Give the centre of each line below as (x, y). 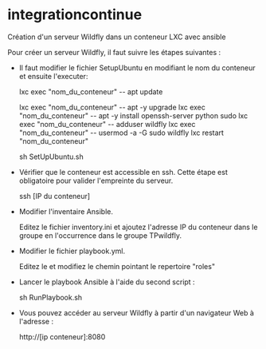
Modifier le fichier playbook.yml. (72, 251)
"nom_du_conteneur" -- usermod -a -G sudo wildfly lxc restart (121, 133)
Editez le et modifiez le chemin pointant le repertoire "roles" (117, 266)
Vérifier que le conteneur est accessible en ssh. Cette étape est (123, 172)
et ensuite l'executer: (53, 76)
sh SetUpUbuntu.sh (51, 157)
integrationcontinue (75, 15)
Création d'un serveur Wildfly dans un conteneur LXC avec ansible (117, 37)
